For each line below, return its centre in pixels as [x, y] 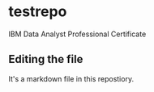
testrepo [38, 12]
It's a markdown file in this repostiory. [71, 78]
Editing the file [46, 59]
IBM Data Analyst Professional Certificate [77, 34]
